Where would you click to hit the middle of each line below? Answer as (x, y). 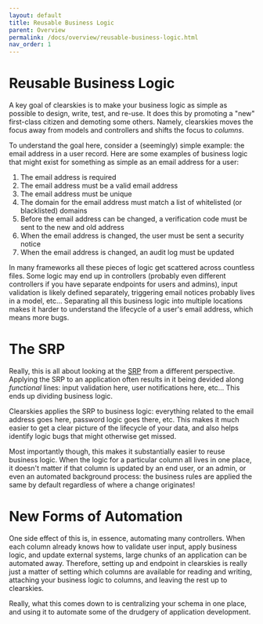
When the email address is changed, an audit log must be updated (127, 253)
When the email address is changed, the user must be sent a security (132, 235)
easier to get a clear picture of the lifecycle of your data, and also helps (124, 428)
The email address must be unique (76, 194)
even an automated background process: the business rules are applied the (131, 476)
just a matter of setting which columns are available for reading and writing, (131, 571)
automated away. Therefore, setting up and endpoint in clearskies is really (128, 563)
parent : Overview (37, 30)
